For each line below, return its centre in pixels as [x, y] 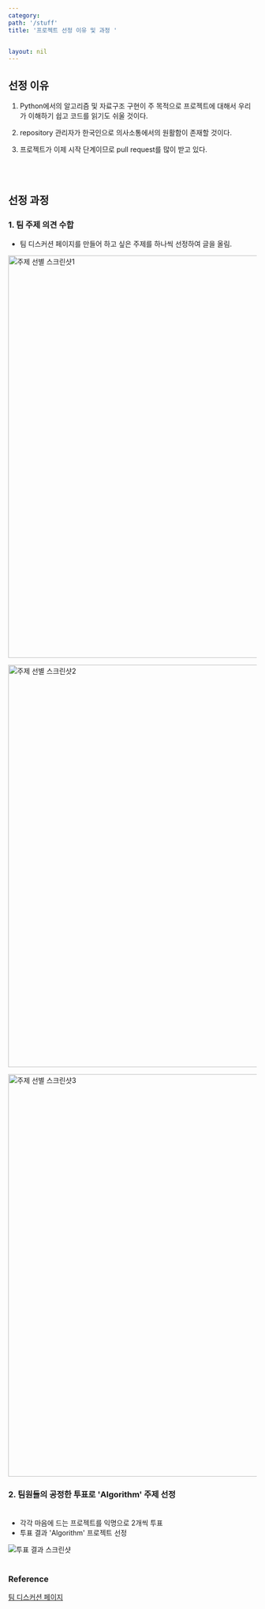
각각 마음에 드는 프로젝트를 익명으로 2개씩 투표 [91, 1523]
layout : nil [28, 51]
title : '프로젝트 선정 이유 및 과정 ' [63, 30]
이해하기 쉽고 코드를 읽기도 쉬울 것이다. [88, 116]
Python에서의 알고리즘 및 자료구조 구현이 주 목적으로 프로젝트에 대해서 [128, 106]
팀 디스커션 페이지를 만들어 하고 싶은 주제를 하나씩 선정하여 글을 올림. [126, 244]
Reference [28, 1579]
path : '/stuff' [33, 23]
